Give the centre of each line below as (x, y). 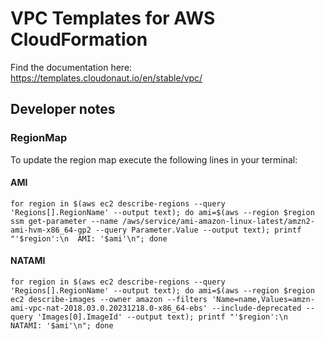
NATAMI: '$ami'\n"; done (62, 326)
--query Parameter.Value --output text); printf (198, 230)
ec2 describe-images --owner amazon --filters (109, 300)
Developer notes (63, 109)
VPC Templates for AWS (113, 18)
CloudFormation (79, 39)
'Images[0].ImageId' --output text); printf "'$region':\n (162, 317)
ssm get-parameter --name (64, 221)
